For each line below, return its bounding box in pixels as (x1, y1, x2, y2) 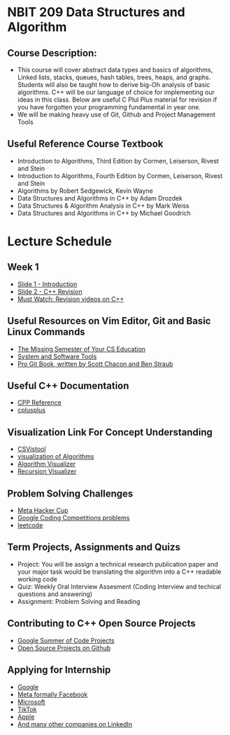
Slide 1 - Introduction (17, 280, 78, 288)
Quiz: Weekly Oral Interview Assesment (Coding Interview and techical (17, 582, 222, 591)
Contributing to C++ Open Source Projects (7, 618, 196, 630)
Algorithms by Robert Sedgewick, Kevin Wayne (17, 187, 154, 195)
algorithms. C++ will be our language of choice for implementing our (17, 88, 215, 96)
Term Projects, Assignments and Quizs (7, 541, 180, 553)
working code (17, 574, 57, 583)
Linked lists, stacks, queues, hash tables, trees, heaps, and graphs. (17, 73, 211, 81)
